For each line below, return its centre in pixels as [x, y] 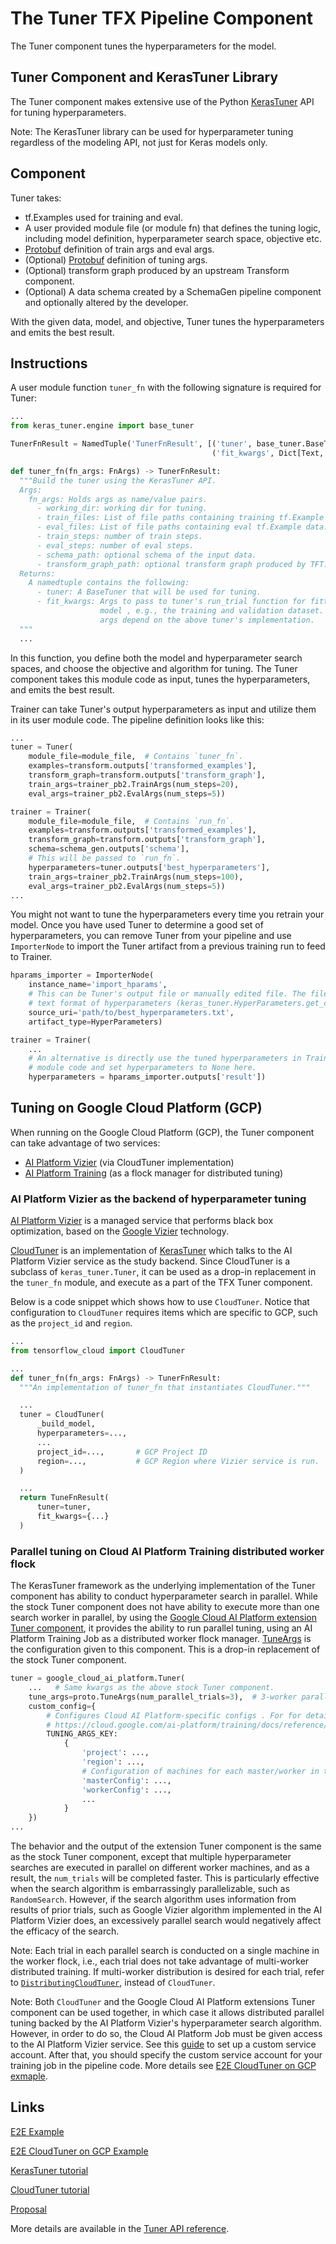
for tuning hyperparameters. [68, 112]
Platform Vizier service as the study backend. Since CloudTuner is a [150, 1261]
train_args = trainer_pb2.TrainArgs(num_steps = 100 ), [136, 877]
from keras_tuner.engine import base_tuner [102, 426]
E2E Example [37, 2131]
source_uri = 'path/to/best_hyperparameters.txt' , [131, 1012]
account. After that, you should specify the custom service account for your [166, 2055]
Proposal [28, 2209]
